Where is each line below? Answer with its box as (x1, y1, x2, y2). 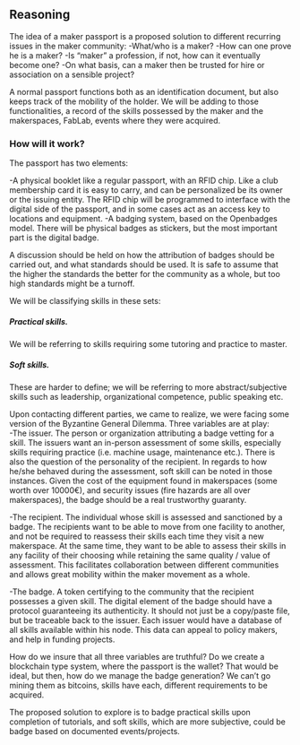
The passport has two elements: (9, 158, 128, 169)
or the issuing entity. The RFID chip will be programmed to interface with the (9, 195, 291, 205)
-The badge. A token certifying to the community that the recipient (9, 586, 254, 597)
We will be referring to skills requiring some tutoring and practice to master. (9, 339, 288, 350)
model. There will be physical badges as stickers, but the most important (9, 223, 278, 234)
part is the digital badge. (9, 232, 99, 243)
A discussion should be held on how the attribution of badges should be (9, 250, 275, 261)
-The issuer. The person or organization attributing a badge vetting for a (9, 428, 275, 438)
